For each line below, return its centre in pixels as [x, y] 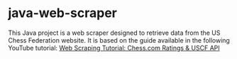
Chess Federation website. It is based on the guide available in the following [119, 40]
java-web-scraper [63, 13]
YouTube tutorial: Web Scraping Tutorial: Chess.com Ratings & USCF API [114, 48]
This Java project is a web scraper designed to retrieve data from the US [114, 33]
